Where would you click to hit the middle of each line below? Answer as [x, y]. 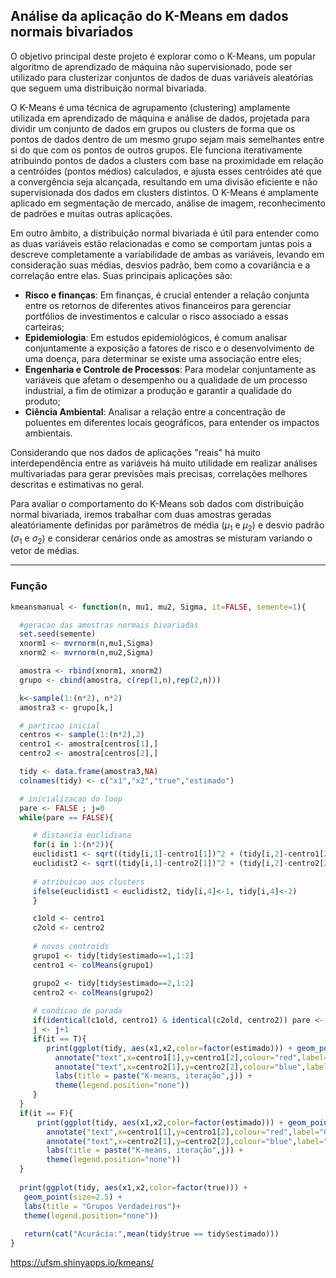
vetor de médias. [45, 551]
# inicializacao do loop [71, 799]
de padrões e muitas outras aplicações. [91, 213]
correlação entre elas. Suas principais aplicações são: [121, 275]
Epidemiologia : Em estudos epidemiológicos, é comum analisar [156, 337]
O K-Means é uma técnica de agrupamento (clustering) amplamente [150, 107]
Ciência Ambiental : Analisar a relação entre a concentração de [155, 411]
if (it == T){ [59, 1039]
